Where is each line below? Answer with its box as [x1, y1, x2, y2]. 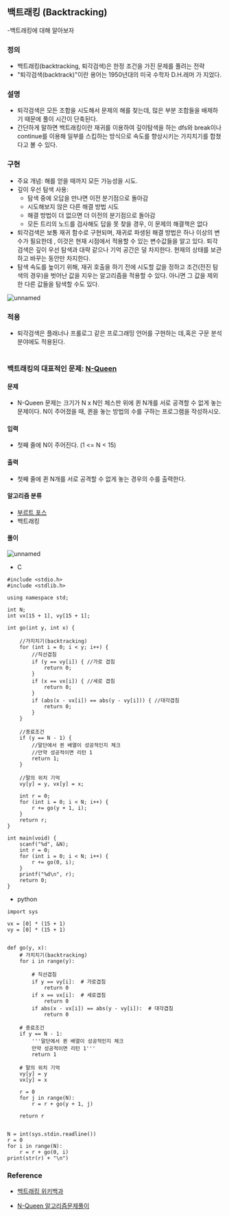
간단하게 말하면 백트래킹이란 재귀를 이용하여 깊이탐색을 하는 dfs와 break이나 [16, 123, 221, 132]
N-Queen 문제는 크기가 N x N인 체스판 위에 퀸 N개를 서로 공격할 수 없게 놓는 [16, 398, 222, 407]
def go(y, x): [7, 944, 48, 951]
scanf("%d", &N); [19, 840, 69, 848]
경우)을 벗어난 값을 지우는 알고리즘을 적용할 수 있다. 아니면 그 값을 [29, 271, 206, 279]
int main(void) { [7, 835, 57, 842]
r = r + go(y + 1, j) [32, 1100, 94, 1107]
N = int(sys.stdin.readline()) [7, 1131, 97, 1138]
